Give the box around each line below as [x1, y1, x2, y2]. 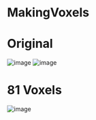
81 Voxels [7, 82, 63, 98]
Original [7, 36, 53, 52]
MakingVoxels [7, 5, 90, 20]
